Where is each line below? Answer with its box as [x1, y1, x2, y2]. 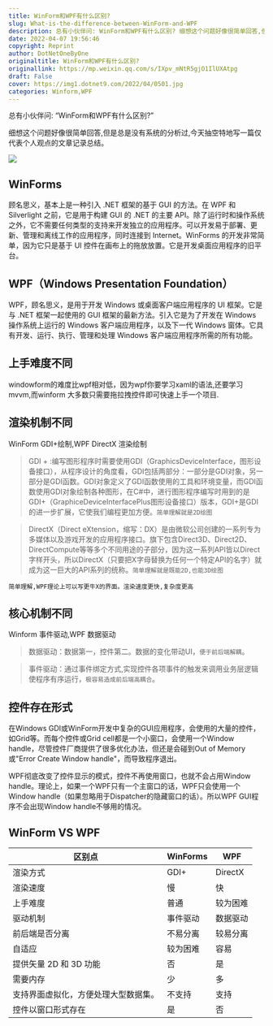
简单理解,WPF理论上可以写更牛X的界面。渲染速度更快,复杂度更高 [8, 582, 194, 591]
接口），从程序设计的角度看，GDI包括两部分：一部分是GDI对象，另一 [35, 466, 264, 476]
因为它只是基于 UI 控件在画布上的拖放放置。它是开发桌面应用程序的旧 [22, 240, 255, 250]
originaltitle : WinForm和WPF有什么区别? [8, 58, 140, 66]
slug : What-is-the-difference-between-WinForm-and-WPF [8, 19, 198, 28]
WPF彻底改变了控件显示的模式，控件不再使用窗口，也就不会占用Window [8, 771, 251, 781]
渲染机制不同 [8, 416, 73, 430]
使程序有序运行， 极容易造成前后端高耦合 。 [28, 674, 160, 684]
